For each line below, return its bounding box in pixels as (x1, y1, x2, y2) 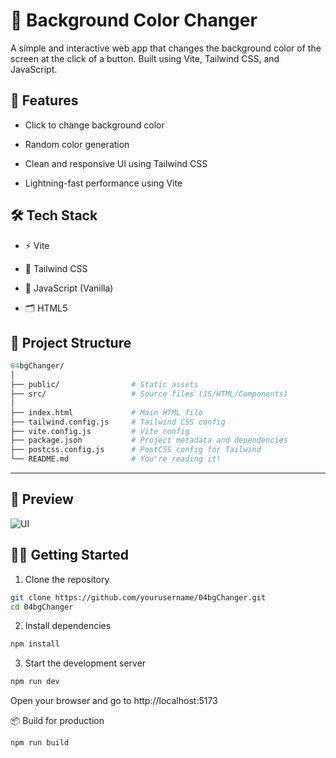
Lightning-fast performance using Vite (24, 177, 183, 189)
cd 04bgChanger (10, 602, 74, 612)
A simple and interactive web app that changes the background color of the (10, 42, 322, 54)
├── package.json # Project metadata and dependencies (10, 435, 288, 446)
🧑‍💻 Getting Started (10, 547, 129, 564)
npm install (10, 639, 60, 649)
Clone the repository (24, 573, 110, 585)
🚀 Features (10, 92, 79, 109)
